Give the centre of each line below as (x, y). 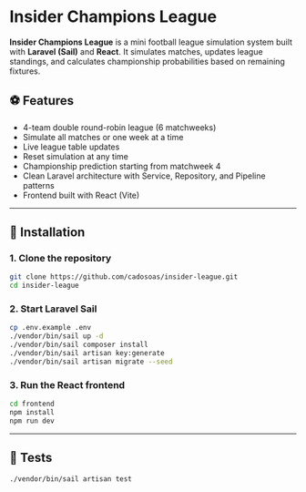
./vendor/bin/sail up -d (56, 336)
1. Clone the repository (61, 259)
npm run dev (32, 421)
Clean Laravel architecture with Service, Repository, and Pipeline (144, 176)
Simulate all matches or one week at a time (103, 137)
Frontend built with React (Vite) (81, 195)
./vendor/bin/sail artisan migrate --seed (91, 362)
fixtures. (25, 71)
